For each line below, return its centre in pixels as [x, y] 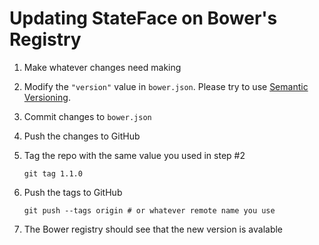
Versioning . [47, 97]
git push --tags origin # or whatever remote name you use [149, 210]
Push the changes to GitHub [82, 136]
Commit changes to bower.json [87, 116]
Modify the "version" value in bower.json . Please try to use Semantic [166, 86]
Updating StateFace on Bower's [143, 18]
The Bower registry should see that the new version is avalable [153, 229]
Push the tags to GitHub [73, 192]
